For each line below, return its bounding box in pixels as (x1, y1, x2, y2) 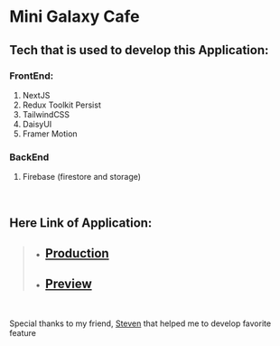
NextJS (22, 89, 51, 100)
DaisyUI (22, 118, 52, 129)
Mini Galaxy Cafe (9, 6, 140, 27)
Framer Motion (22, 128, 79, 139)
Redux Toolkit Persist (22, 99, 101, 110)
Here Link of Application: (9, 215, 153, 230)
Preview (44, 276, 92, 292)
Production (44, 246, 110, 261)
